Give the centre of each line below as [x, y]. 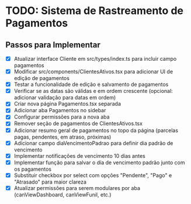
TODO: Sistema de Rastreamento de [94, 11]
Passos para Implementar [53, 45]
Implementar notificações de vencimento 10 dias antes [79, 155]
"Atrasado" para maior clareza [50, 182]
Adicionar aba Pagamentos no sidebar [60, 110]
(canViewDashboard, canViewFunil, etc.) [62, 195]
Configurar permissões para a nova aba [62, 117]
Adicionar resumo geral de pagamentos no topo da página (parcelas [96, 130]
